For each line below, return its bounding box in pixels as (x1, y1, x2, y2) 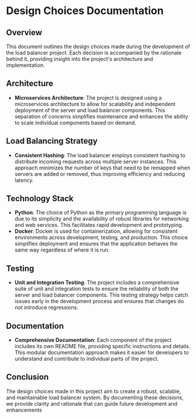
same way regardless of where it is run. (14, 246, 110, 253)
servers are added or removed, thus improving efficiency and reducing (14, 170, 185, 177)
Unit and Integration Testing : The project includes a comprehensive (14, 279, 180, 286)
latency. (14, 176, 34, 183)
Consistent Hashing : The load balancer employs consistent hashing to (14, 151, 185, 159)
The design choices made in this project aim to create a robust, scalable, (6, 388, 181, 395)
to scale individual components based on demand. (14, 119, 136, 126)
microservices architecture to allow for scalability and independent (14, 100, 176, 107)
